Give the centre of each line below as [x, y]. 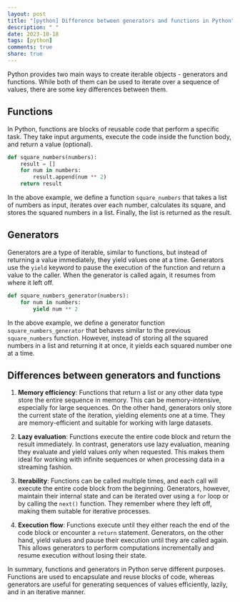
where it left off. [31, 282]
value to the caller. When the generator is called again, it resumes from [111, 275]
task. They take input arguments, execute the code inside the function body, [120, 136]
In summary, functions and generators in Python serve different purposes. [116, 569]
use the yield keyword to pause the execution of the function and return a [117, 267]
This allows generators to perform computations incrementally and [116, 548]
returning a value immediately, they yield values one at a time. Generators [116, 260]
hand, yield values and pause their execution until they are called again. [123, 541]
